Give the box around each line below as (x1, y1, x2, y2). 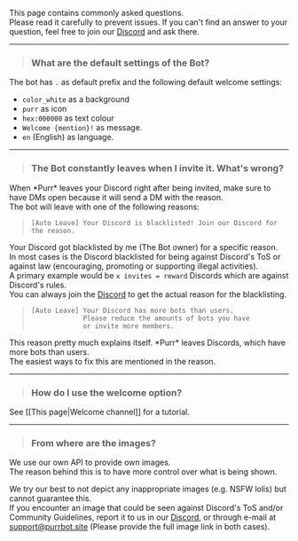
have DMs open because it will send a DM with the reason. (9, 192, 223, 202)
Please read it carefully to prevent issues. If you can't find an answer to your (9, 17, 288, 27)
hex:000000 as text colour (21, 113, 114, 123)
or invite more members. (82, 321, 175, 331)
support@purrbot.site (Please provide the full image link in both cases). (9, 521, 271, 532)
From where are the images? (30, 436, 157, 449)
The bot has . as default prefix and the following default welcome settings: (9, 77, 282, 88)
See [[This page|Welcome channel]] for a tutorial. (9, 406, 191, 417)
